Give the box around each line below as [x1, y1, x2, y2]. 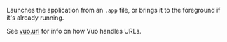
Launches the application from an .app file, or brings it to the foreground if [6, 6, 221, 14]
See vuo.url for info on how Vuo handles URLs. [6, 27, 142, 35]
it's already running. [6, 13, 64, 22]
